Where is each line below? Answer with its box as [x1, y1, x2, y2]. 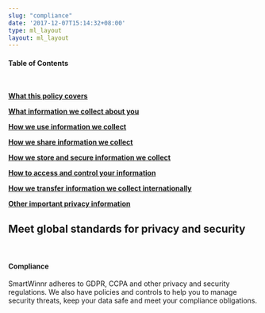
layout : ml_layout [8, 33, 69, 42]
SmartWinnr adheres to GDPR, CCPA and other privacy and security [8, 279, 230, 288]
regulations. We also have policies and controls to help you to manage [8, 288, 237, 297]
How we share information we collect [8, 137, 133, 147]
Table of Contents [8, 58, 69, 68]
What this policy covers [8, 91, 88, 101]
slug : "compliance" [8, 11, 73, 20]
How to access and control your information [8, 168, 156, 178]
